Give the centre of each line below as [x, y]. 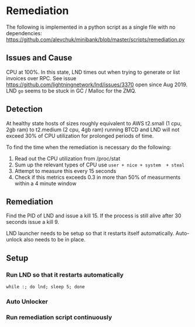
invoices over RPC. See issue [41, 78]
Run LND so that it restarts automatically [65, 275]
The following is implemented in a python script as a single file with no [91, 27]
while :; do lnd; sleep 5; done [45, 287]
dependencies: [24, 33]
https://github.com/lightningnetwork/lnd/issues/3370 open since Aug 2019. [97, 84]
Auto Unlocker [27, 301]
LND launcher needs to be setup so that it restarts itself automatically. [90, 233]
